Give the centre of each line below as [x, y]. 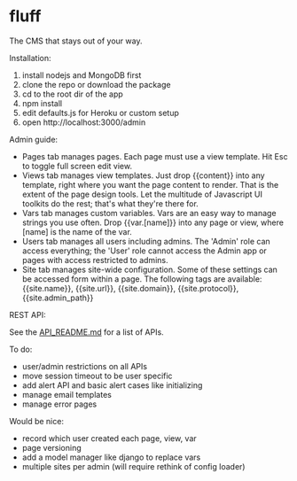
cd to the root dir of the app [73, 94]
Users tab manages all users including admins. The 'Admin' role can [146, 241]
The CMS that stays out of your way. [76, 41]
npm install [42, 103]
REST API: [27, 314]
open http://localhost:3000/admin [84, 122]
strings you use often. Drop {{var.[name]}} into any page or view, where [152, 222]
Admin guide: [34, 139]
